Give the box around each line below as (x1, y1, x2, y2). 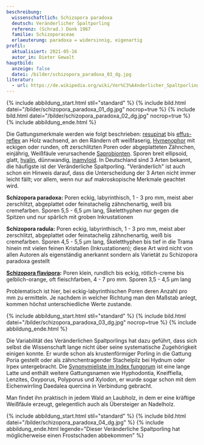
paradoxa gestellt (6, 258, 50, 265)
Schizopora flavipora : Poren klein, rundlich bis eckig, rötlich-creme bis (6, 269, 185, 276)
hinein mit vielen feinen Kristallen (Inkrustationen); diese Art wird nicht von (6, 245, 193, 251)
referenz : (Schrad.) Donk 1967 (12, 26, 91, 32)
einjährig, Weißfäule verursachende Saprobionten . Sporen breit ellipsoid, (6, 150, 188, 157)
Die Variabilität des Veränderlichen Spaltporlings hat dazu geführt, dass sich (6, 337, 197, 344)
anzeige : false (12, 65, 50, 72)
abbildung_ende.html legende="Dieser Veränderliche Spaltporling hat (6, 426, 180, 432)
